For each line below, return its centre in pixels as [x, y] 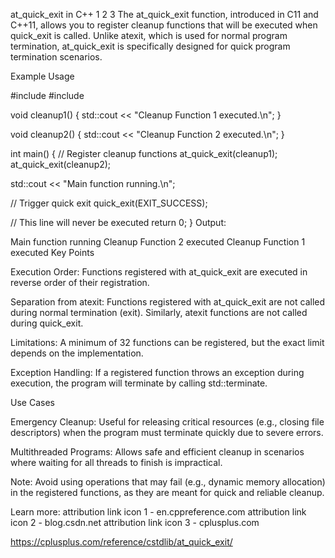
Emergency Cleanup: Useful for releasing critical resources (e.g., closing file [167, 422]
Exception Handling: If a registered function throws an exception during [157, 372]
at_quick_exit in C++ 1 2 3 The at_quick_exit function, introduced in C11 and [164, 14]
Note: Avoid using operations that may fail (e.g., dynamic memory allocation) [168, 482]
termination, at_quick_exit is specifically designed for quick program [150, 46]
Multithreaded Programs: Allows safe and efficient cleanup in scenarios [157, 452]
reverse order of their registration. [80, 282]
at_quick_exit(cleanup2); [61, 164]
